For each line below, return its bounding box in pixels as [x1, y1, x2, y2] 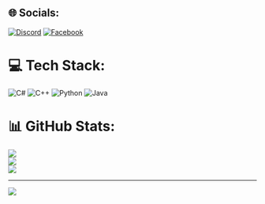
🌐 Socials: [8, 6, 60, 20]
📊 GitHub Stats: [8, 117, 116, 135]
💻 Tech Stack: [8, 57, 106, 74]
